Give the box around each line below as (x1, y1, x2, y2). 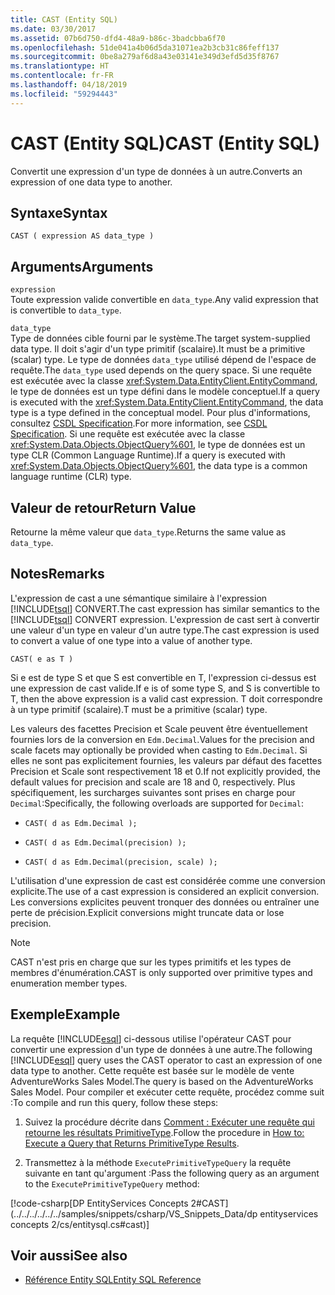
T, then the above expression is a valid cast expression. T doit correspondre (10, 692, 323, 705)
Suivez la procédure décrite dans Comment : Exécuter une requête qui (24, 1116, 315, 1128)
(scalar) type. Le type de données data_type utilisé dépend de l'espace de (10, 354, 317, 366)
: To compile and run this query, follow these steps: (10, 1096, 219, 1108)
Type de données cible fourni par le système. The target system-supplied (10, 332, 311, 345)
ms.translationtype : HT (10, 61, 110, 71)
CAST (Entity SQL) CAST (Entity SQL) (10, 132, 321, 155)
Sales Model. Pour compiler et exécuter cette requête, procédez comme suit (10, 1086, 325, 1098)
